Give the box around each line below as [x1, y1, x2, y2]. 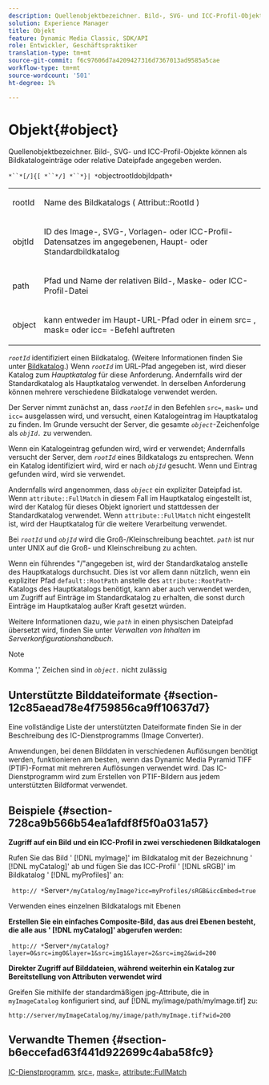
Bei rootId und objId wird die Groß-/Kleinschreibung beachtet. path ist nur [8, 534, 255, 544]
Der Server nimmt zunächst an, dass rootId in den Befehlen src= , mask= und [8, 403, 259, 412]
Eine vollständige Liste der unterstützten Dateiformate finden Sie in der [8, 722, 242, 732]
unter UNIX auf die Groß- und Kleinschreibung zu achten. [8, 543, 198, 553]
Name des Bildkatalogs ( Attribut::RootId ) [43, 197, 200, 209]
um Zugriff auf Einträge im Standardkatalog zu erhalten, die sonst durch [8, 593, 246, 603]
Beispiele [8, 803, 56, 817]
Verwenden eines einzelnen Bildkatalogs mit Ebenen [8, 901, 182, 911]
